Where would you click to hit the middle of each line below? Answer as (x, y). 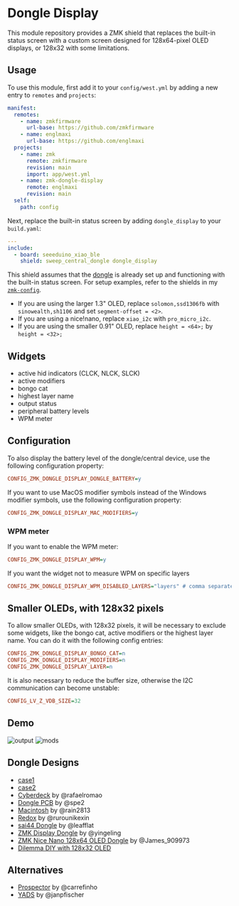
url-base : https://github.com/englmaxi (85, 141)
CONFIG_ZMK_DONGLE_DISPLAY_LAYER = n (60, 667)
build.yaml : (24, 228)
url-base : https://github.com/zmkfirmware (90, 128)
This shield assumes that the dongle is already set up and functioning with (116, 275)
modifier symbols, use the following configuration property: (95, 500)
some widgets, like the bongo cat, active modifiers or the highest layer (110, 633)
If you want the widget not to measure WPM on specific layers (99, 573)
